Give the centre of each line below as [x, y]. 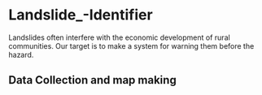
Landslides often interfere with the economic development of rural [119, 37]
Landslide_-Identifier [81, 15]
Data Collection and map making [92, 80]
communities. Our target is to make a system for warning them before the [131, 45]
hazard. [21, 54]
